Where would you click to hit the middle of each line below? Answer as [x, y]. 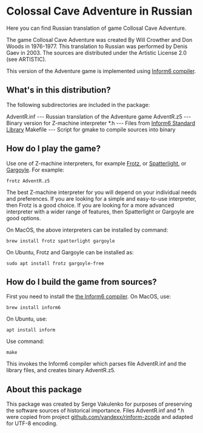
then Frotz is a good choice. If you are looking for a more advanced [90, 205]
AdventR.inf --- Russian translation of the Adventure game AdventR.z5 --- [99, 116]
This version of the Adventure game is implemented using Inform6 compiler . [101, 71]
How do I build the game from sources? [82, 282]
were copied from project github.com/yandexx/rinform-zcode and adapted [100, 417]
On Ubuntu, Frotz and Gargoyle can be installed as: [70, 252]
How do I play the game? [54, 149]
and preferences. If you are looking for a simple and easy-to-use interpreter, [101, 198]
